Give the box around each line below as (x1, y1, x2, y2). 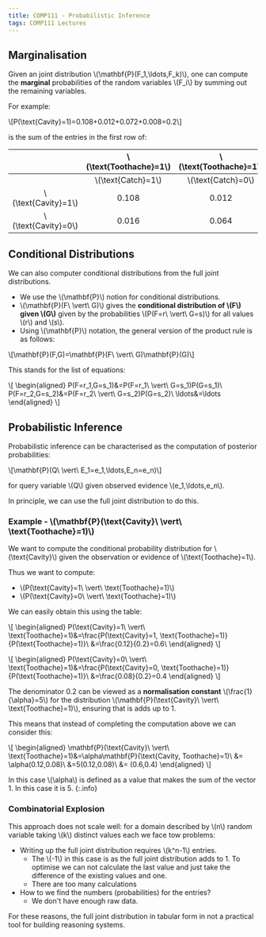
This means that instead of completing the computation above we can (8, 719, 236, 729)
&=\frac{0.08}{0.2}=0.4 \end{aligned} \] (90, 672, 221, 681)
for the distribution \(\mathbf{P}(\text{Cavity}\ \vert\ (50, 696, 219, 705)
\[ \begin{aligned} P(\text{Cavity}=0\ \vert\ (8, 654, 147, 664)
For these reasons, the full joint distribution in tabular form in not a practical (8, 911, 254, 921)
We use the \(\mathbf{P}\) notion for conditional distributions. (19, 292, 221, 302)
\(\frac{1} (222, 687, 253, 696)
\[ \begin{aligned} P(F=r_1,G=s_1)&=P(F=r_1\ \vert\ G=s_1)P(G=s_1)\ (8, 380, 223, 390)
